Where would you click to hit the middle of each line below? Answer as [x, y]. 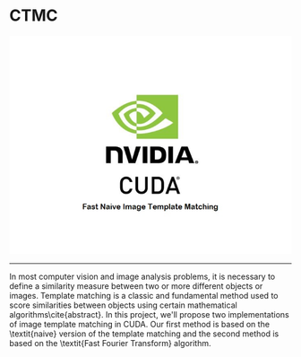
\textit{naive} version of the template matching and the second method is [144, 334]
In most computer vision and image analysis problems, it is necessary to [142, 276]
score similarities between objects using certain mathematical [123, 305]
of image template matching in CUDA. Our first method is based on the [140, 324]
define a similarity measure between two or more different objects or [136, 286]
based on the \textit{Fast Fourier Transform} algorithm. [110, 343]
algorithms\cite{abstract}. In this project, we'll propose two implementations [149, 314]
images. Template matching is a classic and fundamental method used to [144, 295]
